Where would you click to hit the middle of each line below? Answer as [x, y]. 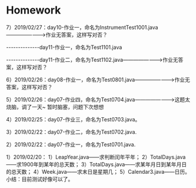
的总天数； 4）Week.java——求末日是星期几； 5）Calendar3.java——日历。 [98, 171]
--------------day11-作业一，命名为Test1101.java [64, 47]
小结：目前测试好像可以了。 [40, 179]
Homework [34, 10]
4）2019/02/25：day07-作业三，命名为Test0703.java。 [73, 119]
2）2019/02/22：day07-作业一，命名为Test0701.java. [71, 144]
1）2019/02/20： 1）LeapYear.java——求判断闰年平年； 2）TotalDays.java [96, 157]
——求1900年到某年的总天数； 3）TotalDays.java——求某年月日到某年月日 [97, 164]
